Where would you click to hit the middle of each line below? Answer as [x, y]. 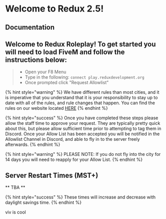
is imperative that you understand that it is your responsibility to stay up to [81, 98]
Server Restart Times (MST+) [52, 175]
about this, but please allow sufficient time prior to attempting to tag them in [83, 129]
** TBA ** [15, 187]
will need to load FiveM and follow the [65, 52]
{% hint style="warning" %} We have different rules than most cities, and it [82, 92]
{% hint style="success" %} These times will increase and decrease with [80, 197]
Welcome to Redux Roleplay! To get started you [80, 44]
